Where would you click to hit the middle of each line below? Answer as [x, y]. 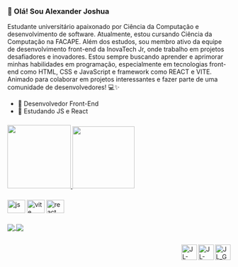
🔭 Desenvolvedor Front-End [58, 104]
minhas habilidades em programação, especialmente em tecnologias [108, 64]
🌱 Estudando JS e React [53, 111]
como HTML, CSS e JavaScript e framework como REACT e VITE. [116, 72]
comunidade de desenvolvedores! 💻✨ [64, 87]
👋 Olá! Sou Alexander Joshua [58, 11]
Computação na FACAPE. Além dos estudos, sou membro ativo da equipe [115, 42]
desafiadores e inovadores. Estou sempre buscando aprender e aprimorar [115, 57]
